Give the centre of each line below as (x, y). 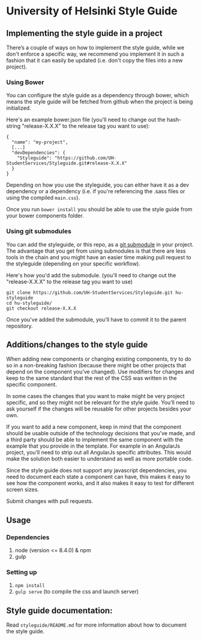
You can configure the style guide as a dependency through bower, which (97, 95)
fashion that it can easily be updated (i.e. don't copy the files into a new (94, 60)
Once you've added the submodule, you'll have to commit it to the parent (96, 319)
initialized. (19, 108)
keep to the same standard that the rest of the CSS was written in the (91, 378)
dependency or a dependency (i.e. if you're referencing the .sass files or (96, 191)
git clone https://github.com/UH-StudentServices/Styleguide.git (89, 292)
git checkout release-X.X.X (41, 308)
